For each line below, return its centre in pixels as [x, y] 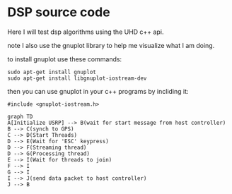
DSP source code [59, 12]
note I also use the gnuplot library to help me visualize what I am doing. [111, 45]
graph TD [20, 116]
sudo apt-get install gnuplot [52, 72]
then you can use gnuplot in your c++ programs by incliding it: [98, 91]
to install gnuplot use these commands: [65, 59]
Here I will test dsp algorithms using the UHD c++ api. [86, 32]
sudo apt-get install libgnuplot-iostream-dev [77, 78]
